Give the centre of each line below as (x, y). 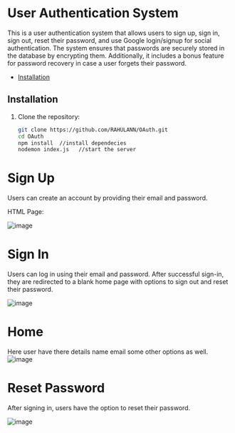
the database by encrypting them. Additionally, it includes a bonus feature (116, 56)
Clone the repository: (49, 116)
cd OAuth (31, 136)
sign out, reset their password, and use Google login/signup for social (110, 40)
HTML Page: (26, 212)
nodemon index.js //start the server (77, 150)
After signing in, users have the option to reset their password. (99, 408)
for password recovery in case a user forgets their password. (97, 63)
